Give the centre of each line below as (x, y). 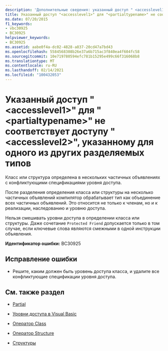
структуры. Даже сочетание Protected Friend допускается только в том (82, 223)
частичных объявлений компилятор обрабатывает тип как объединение (83, 197)
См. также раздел (35, 292)
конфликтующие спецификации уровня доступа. (64, 276)
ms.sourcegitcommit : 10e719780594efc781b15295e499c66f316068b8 (72, 56)
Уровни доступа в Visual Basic (44, 314)
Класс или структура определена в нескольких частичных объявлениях (83, 177)
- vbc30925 (16, 28)
